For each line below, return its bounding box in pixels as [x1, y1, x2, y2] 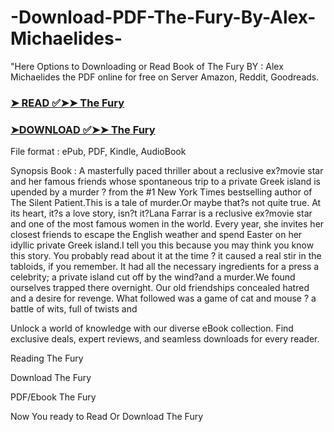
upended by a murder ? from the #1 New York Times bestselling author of [10, 186, 313, 198]
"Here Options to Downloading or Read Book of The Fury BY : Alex [10, 60, 284, 72]
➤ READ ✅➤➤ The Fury [10, 96, 125, 110]
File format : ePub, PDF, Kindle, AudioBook [10, 146, 187, 158]
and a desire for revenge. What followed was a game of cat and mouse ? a [10, 292, 317, 305]
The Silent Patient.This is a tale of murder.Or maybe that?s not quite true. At [10, 197, 322, 209]
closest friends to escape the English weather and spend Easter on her [10, 229, 303, 241]
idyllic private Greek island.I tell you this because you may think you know [10, 239, 315, 251]
